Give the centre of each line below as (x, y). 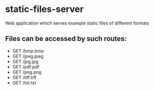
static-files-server (44, 9)
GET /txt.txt (24, 82)
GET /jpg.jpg (25, 61)
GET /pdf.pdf (26, 66)
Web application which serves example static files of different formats (77, 23)
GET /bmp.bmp (28, 50)
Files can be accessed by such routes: (66, 39)
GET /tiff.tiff (24, 77)
